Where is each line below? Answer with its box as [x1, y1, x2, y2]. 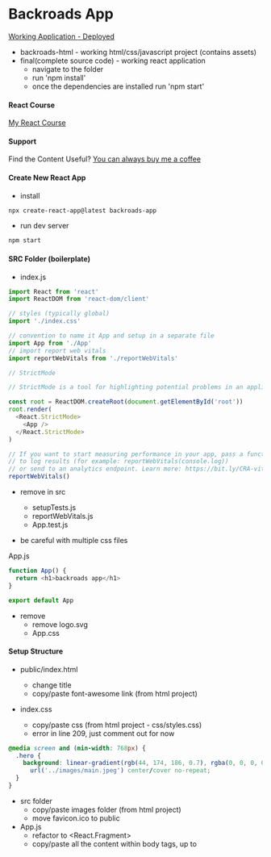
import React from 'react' [8, 287, 99, 295]
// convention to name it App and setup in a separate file [8, 332, 215, 340]
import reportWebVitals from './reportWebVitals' [8, 354, 179, 362]
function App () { [8, 566, 67, 575]
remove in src [19, 487, 66, 496]
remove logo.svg [31, 619, 89, 629]
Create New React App [8, 173, 86, 182]
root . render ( [8, 405, 52, 414]
